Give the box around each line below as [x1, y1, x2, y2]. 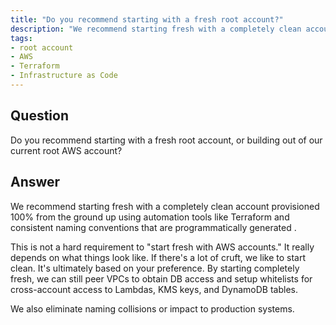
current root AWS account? [10, 144, 123, 156]
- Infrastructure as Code [10, 71, 118, 81]
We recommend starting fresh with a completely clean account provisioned [10, 200, 320, 212]
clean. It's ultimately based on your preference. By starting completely [10, 262, 300, 274]
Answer [10, 174, 61, 191]
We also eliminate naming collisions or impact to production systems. [10, 302, 295, 315]
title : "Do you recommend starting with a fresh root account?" [10, 14, 284, 25]
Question [10, 107, 69, 125]
